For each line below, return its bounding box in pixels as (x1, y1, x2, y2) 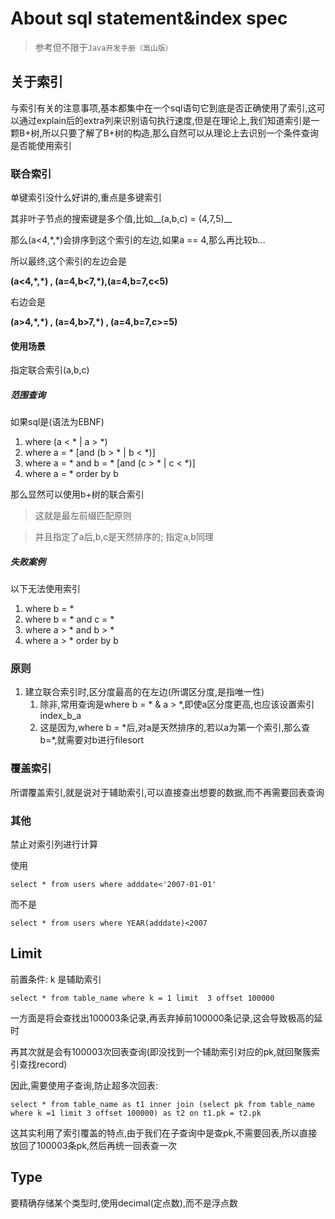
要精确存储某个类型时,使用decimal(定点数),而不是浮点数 (10, 1197, 238, 1209)
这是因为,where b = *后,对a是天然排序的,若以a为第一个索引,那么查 (39, 722, 311, 734)
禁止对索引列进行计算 (10, 838, 98, 851)
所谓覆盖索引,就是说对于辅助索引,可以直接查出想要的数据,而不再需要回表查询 (10, 786, 325, 798)
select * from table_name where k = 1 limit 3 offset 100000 (10, 993, 275, 1003)
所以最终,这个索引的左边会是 (10, 255, 128, 267)
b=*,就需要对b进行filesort (39, 734, 145, 746)
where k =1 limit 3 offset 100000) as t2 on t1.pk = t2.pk (10, 1108, 262, 1118)
